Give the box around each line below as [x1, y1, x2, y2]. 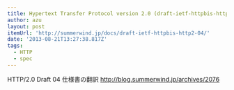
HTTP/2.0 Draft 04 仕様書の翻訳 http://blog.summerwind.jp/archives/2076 [7, 75, 220, 83]
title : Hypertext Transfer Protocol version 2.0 [7, 10, 151, 17]
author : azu [7, 17, 42, 24]
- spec [13, 55, 33, 62]
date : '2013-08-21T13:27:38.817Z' [7, 36, 108, 43]
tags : [7, 42, 23, 49]
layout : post [7, 23, 45, 30]
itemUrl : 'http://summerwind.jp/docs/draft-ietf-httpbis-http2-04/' [7, 29, 210, 37]
